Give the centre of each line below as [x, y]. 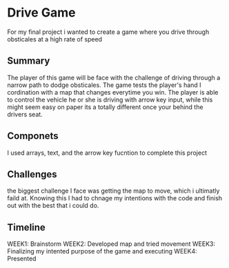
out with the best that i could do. [53, 206]
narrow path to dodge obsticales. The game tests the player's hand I [104, 85]
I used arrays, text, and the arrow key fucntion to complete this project [107, 153]
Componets [33, 136]
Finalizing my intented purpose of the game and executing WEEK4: [102, 251]
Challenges [32, 174]
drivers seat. [25, 114]
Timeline [27, 227]
